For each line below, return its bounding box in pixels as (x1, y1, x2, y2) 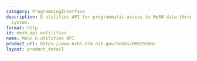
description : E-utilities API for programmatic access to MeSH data (6, 14, 177, 20)
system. (11, 19, 30, 25)
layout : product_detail (6, 46, 64, 52)
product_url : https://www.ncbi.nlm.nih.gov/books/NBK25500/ (6, 41, 157, 47)
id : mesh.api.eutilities (6, 30, 67, 36)
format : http (6, 24, 38, 31)
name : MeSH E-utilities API (6, 35, 75, 41)
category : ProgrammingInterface (6, 8, 85, 15)
